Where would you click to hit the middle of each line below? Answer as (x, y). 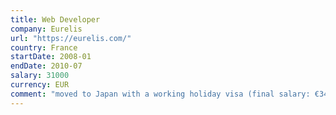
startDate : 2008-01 (51, 57)
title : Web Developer (55, 19)
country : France (44, 47)
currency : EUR (40, 85)
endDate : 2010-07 (46, 66)
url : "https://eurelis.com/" (71, 38)
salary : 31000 (40, 76)
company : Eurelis (46, 29)
